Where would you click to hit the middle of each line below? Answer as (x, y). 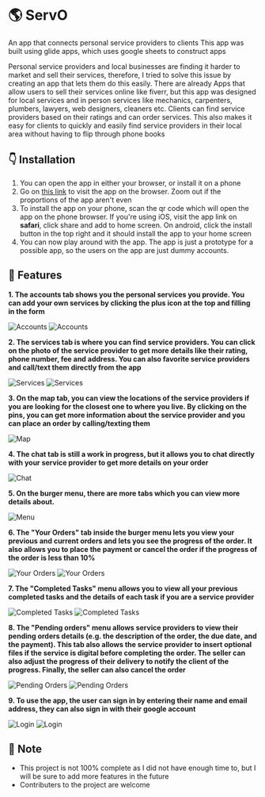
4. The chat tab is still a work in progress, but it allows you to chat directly (132, 454)
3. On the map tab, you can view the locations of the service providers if (129, 398)
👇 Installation (42, 160)
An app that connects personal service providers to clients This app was (126, 42)
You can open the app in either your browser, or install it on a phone (130, 182)
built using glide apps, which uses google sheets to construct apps (117, 51)
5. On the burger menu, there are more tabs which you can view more (124, 493)
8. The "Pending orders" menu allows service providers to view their (123, 627)
